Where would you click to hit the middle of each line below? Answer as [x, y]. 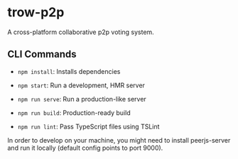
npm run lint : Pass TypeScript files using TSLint [88, 126]
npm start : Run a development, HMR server [81, 85]
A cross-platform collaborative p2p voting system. [81, 32]
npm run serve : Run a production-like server [82, 99]
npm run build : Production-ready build [74, 113]
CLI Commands [42, 54]
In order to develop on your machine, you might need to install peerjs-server [119, 140]
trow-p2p [36, 12]
